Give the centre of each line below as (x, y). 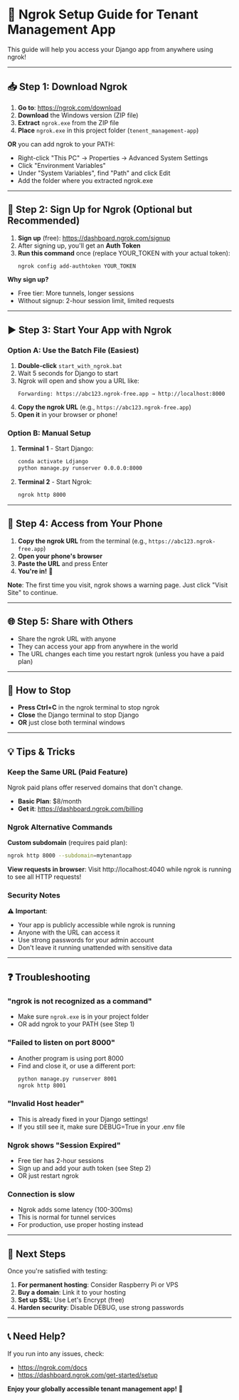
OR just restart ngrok (48, 1175)
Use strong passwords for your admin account (86, 940)
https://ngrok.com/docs (52, 1367)
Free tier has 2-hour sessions (61, 1160)
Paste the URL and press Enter (63, 563)
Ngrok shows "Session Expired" (64, 1145)
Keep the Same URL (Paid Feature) (68, 772)
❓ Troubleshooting (49, 978)
